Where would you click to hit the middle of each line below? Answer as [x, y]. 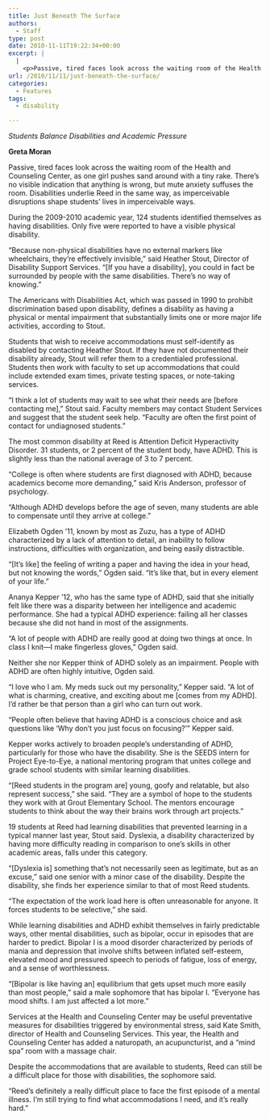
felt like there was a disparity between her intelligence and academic [123, 606]
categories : [28, 83]
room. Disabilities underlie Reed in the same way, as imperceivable [119, 193]
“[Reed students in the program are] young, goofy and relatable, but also [129, 785]
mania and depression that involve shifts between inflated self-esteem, [126, 951]
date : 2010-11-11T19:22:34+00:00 [64, 46]
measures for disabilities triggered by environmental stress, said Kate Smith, [135, 1025]
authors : [23, 23]
